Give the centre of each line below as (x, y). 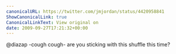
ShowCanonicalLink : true (36, 17)
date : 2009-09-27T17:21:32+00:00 (47, 28)
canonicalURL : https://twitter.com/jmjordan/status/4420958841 (85, 11)
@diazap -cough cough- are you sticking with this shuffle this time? (88, 45)
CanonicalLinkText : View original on (52, 22)
